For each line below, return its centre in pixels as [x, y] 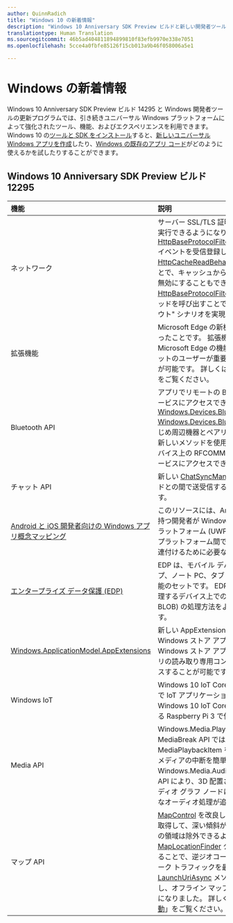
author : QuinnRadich [37, 14]
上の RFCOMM [202, 453]
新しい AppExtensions [194, 630]
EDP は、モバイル [186, 565]
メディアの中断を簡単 [192, 760]
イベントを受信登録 [189, 251]
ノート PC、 [191, 575]
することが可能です [196, 672]
